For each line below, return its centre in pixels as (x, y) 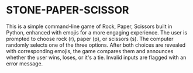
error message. (25, 63)
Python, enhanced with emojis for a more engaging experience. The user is (97, 32)
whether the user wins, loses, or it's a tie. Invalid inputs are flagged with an (96, 57)
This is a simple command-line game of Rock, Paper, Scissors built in (89, 26)
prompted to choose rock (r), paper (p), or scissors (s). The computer (90, 39)
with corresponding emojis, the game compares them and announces (90, 51)
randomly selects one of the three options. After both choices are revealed (96, 45)
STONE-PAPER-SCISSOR (68, 10)
